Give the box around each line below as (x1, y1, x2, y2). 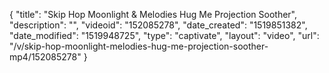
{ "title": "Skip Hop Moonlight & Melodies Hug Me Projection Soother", (9, 9, 298, 20)
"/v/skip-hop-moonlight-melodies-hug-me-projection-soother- (9, 40, 269, 52)
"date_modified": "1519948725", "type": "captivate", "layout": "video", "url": (9, 30, 320, 41)
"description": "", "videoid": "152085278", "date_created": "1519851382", (9, 19, 308, 31)
